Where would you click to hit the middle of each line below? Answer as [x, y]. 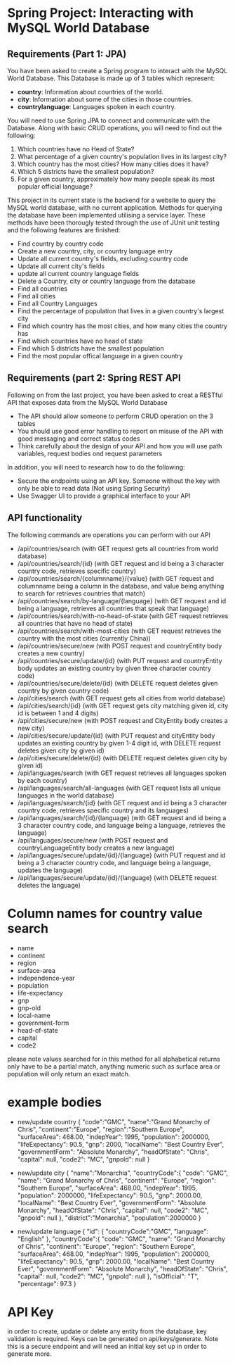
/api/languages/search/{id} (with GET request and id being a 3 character [122, 803]
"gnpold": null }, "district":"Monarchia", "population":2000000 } [109, 1218]
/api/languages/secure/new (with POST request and [93, 840]
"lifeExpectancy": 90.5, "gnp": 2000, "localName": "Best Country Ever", [121, 1144]
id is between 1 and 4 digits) [58, 713]
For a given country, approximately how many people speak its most [116, 179]
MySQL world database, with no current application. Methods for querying [115, 208]
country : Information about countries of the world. [90, 92]
